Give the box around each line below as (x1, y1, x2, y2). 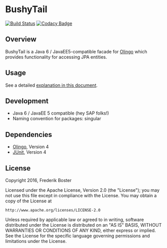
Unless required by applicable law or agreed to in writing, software (5, 217, 144, 223)
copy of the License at (5, 198, 52, 204)
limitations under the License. (5, 238, 67, 244)
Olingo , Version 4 (12, 144, 49, 150)
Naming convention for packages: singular (12, 116, 101, 122)
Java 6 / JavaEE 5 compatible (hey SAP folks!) (12, 110, 109, 116)
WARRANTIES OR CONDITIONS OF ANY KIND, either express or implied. (5, 227, 156, 233)
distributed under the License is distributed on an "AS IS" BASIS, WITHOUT (5, 222, 162, 228)
